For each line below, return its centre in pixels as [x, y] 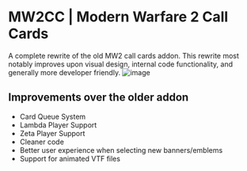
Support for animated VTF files [70, 158]
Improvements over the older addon [99, 98]
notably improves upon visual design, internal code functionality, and [121, 64]
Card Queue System [53, 116]
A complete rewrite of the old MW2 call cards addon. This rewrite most [124, 55]
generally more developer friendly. [65, 72]
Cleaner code [42, 142]
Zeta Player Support [52, 133]
